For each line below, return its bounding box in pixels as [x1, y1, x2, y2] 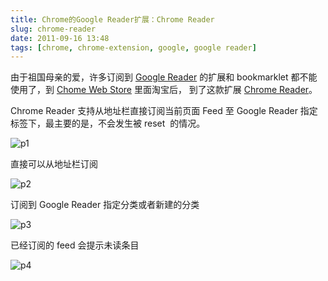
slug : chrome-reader [10, 24, 97, 34]
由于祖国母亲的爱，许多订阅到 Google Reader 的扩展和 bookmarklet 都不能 [10, 71, 318, 83]
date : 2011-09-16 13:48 [10, 33, 110, 43]
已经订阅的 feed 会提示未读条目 [10, 239, 140, 251]
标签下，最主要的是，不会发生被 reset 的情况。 [10, 117, 206, 130]
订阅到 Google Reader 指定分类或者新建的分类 [10, 199, 200, 211]
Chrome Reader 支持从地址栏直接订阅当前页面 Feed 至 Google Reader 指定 [10, 105, 318, 117]
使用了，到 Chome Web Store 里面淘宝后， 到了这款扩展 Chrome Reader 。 [10, 84, 318, 96]
